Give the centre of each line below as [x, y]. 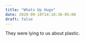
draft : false [19, 19]
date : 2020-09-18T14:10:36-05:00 [41, 14]
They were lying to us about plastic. [43, 33]
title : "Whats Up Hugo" [31, 10]
